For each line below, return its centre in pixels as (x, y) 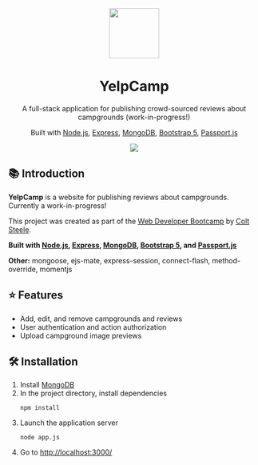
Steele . (20, 229)
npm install (40, 408)
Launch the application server (69, 423)
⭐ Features (36, 295)
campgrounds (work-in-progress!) (134, 117)
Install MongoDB (47, 385)
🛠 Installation (43, 361)
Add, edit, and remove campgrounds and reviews (101, 319)
